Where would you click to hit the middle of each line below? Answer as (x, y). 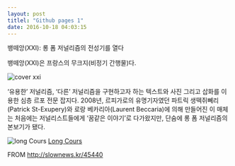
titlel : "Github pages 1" (45, 20)
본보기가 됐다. (27, 127)
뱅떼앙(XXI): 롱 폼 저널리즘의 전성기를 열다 (65, 48)
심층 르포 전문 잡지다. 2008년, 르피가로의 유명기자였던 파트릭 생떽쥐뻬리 (120, 100)
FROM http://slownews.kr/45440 (55, 155)
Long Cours (65, 141)
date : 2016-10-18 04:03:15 (47, 27)
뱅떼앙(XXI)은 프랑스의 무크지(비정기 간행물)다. (72, 63)
